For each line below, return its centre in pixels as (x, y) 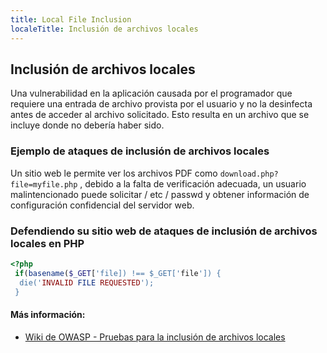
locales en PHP (47, 243)
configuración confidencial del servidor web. (102, 205)
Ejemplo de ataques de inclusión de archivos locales (140, 151)
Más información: (48, 314)
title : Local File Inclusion (71, 19)
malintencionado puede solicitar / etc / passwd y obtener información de (160, 194)
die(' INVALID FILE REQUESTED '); (87, 282)
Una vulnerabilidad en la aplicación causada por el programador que (151, 93)
